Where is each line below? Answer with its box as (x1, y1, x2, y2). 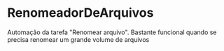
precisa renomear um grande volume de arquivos (7, 35, 150, 43)
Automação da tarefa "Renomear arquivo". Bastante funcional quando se (7, 28, 217, 36)
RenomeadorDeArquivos (7, 5, 154, 21)
